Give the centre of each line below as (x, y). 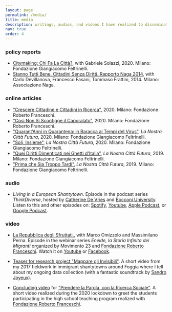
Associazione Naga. (34, 85)
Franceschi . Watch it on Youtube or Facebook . (61, 251)
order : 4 (15, 34)
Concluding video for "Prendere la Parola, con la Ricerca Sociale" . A (84, 288)
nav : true (16, 29)
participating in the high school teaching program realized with (79, 299)
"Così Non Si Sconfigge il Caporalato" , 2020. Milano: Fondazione (81, 120)
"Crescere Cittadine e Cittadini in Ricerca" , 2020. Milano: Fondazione (85, 109)
